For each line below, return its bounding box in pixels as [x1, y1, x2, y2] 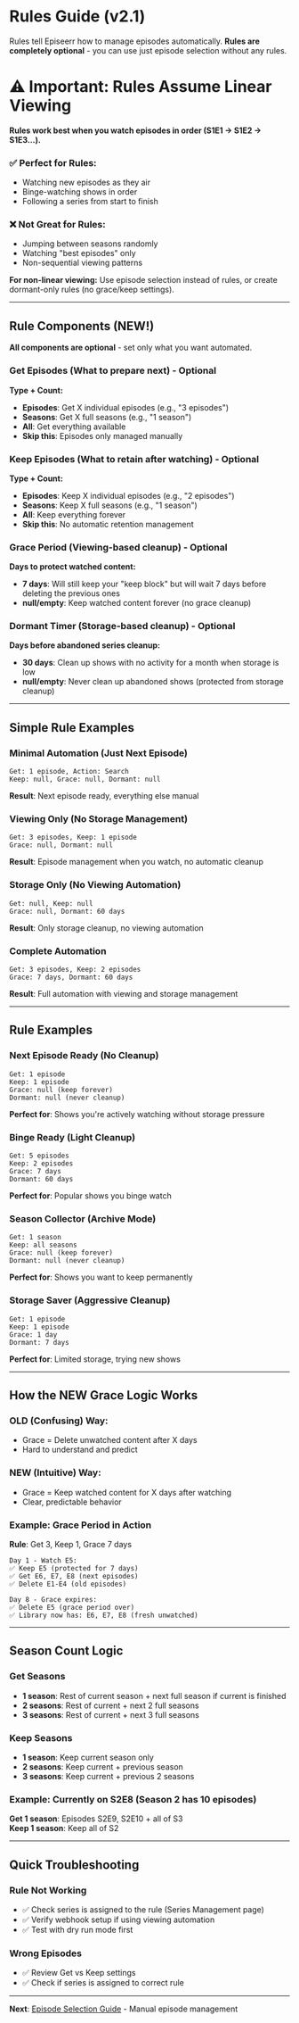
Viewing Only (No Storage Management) [9, 813, 189, 825]
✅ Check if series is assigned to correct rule [21, 1977, 184, 1988]
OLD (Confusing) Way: [9, 1414, 109, 1427]
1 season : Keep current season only [21, 1752, 154, 1762]
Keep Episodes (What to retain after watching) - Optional [9, 452, 260, 465]
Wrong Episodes [9, 1947, 83, 1960]
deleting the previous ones [21, 588, 120, 599]
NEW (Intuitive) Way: [9, 1466, 101, 1479]
